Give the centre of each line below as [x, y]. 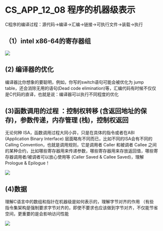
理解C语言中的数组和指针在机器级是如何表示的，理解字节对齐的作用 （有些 [80, 202]
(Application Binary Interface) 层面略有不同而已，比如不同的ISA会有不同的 [79, 139]
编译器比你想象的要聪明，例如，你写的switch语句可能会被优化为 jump [74, 82]
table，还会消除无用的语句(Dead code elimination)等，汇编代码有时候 [74, 88]
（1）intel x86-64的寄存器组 [48, 41]
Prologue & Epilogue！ [27, 163]
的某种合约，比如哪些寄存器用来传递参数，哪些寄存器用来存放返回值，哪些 [79, 151]
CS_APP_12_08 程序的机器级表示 [70, 10]
